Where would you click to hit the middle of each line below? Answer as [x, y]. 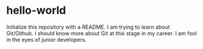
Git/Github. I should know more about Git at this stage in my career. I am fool [101, 33]
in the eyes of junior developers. [46, 39]
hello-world [36, 10]
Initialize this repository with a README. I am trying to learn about [88, 27]
